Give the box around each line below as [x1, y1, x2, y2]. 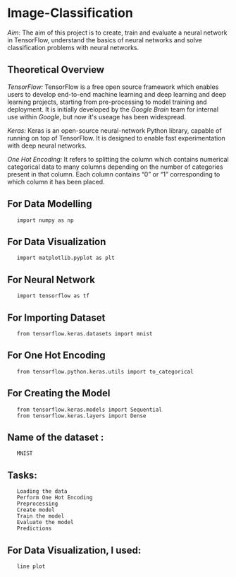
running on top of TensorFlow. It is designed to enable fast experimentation [7, 133, 225, 142]
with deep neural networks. [7, 141, 87, 150]
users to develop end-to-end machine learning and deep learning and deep [7, 90, 227, 98]
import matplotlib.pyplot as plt [16, 254, 115, 262]
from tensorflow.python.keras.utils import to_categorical [16, 368, 194, 375]
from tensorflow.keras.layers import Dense [16, 412, 147, 420]
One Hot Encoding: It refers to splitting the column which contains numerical [7, 155, 229, 163]
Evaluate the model [16, 519, 74, 526]
